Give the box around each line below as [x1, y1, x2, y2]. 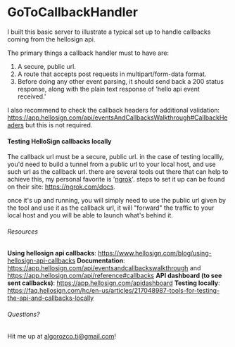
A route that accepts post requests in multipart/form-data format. [17, 70, 207, 78]
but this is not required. [25, 120, 93, 129]
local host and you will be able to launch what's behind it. [7, 211, 174, 220]
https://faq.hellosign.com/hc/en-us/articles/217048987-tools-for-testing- [7, 286, 220, 295]
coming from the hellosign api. [7, 34, 96, 43]
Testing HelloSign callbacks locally [7, 137, 112, 145]
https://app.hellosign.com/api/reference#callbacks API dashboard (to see [7, 272, 222, 280]
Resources [7, 227, 39, 236]
